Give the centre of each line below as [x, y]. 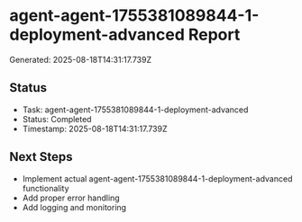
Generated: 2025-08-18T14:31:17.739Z [80, 59]
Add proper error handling [71, 198]
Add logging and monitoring [74, 207]
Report [214, 35]
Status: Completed [57, 119]
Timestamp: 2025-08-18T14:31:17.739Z [95, 129]
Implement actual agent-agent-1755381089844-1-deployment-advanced [157, 178]
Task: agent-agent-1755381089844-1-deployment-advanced [135, 110]
